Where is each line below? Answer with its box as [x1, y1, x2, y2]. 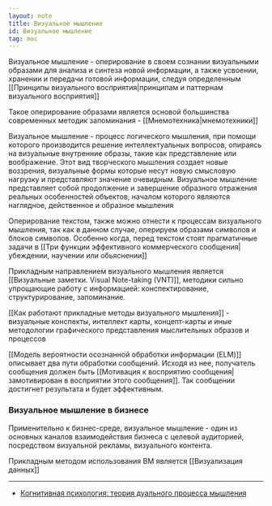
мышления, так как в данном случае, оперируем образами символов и [8, 225, 257, 235]
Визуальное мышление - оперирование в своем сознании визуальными [8, 57, 259, 67]
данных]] [8, 465, 40, 474]
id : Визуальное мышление [8, 27, 92, 35]
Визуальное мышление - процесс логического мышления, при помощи [8, 132, 257, 141]
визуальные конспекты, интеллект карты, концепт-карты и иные [8, 317, 232, 327]
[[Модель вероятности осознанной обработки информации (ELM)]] [8, 350, 242, 360]
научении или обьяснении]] [51, 251, 147, 261]
